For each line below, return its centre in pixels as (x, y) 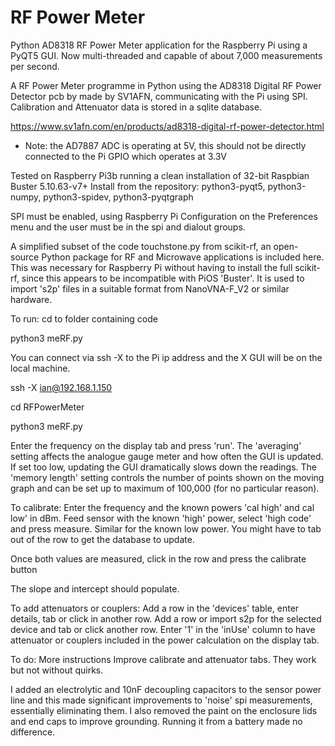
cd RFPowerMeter (47, 407)
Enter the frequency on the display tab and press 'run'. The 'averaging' (156, 445)
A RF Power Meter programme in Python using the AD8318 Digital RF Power (166, 85)
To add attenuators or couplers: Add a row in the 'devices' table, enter (155, 608)
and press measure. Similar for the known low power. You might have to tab (166, 528)
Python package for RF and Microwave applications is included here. (183, 257)
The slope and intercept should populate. (95, 588)
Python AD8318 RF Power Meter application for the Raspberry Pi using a (159, 45)
